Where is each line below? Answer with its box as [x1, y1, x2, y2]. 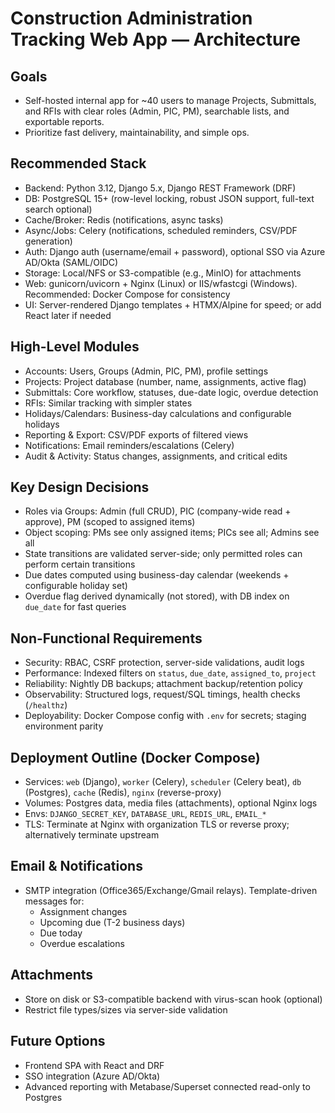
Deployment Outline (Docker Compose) [10, 749, 261, 766]
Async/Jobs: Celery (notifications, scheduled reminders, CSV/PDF [24, 224, 298, 236]
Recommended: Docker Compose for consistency [24, 288, 231, 300]
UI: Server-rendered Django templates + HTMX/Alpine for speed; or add [24, 298, 322, 311]
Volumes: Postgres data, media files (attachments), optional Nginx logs [24, 797, 318, 809]
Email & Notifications [10, 858, 143, 875]
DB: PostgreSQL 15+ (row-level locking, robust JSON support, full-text [24, 192, 315, 204]
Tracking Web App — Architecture [10, 28, 301, 51]
